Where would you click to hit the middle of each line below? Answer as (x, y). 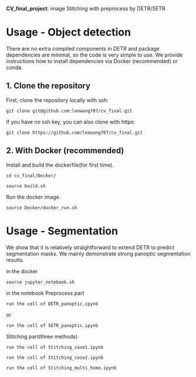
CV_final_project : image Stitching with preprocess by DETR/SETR (86, 9)
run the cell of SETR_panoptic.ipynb (52, 325)
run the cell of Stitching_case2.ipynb (55, 358)
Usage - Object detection (68, 32)
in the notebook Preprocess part (45, 293)
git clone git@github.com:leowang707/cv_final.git (69, 111)
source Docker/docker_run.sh (42, 208)
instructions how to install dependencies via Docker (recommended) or (92, 61)
